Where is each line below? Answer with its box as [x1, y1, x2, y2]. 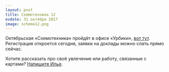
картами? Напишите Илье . [5, 61, 63, 67]
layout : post [5, 7, 33, 13]
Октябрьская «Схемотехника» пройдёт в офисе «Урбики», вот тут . [5, 35, 150, 41]
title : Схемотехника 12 [5, 12, 56, 17]
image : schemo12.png [5, 21, 49, 27]
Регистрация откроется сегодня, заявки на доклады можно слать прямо [5, 41, 164, 47]
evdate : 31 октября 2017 [5, 17, 58, 22]
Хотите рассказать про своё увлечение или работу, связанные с [5, 56, 147, 62]
